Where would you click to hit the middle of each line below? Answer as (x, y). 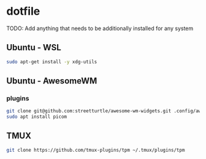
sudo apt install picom (37, 117)
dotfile (23, 11)
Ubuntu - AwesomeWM (52, 81)
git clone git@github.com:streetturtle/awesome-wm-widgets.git (89, 111)
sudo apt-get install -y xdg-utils (52, 62)
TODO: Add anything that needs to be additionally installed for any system (100, 28)
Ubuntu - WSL (34, 48)
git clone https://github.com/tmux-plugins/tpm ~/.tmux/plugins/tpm (96, 150)
